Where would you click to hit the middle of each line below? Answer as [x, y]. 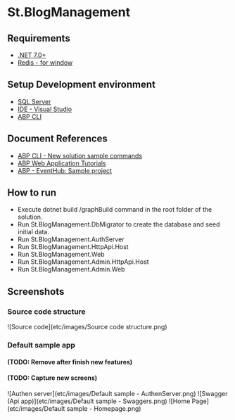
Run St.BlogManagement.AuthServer [71, 239]
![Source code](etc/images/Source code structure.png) [87, 327]
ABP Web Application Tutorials [62, 163]
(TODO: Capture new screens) [52, 378]
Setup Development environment [82, 85]
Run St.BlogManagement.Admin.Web [71, 269]
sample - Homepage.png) [104, 408]
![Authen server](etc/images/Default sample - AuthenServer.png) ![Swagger [118, 393]
